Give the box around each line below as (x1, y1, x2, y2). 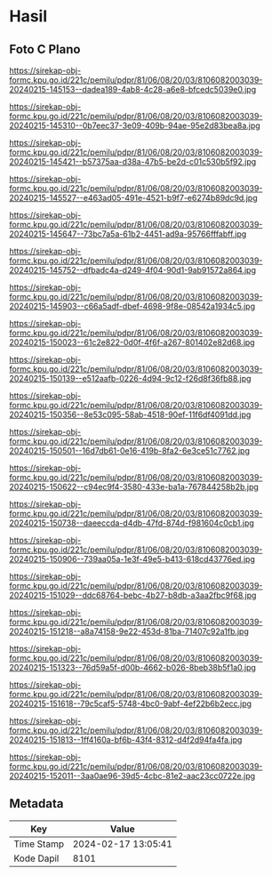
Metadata (9, 796, 64, 811)
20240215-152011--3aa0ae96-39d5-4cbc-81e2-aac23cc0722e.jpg (9, 771, 256, 781)
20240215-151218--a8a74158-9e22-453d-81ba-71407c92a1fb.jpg (9, 626, 249, 637)
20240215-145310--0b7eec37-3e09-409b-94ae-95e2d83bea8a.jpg (9, 120, 260, 131)
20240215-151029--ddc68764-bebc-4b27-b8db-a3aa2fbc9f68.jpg (9, 590, 257, 600)
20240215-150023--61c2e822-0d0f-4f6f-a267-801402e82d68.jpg (9, 337, 255, 348)
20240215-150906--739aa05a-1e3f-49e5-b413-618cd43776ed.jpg (9, 554, 255, 564)
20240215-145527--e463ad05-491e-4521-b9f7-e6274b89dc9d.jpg (9, 193, 258, 203)
